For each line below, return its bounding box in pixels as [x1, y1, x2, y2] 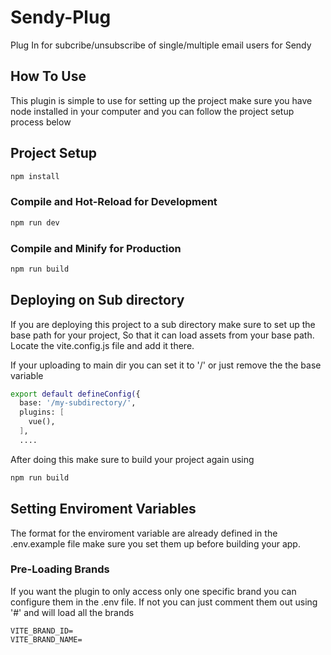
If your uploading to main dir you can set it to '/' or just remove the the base [10, 359, 322, 371]
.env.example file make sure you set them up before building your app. [10, 537, 301, 550]
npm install [10, 171, 60, 181]
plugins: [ [19, 407, 65, 418]
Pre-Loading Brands [10, 562, 110, 576]
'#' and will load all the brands [10, 606, 135, 618]
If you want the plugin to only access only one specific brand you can [10, 585, 297, 597]
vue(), [28, 417, 56, 427]
